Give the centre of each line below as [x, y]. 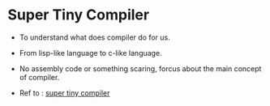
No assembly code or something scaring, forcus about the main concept [140, 68]
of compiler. [39, 77]
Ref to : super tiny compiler [64, 93]
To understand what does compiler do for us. [95, 37]
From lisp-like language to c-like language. [91, 53]
